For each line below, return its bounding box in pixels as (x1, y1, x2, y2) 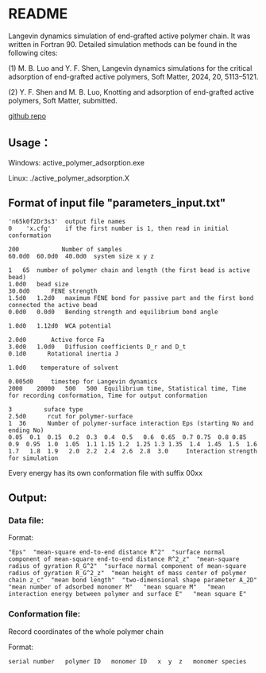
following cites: (8, 48, 58, 57)
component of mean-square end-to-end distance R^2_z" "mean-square (8, 555, 240, 563)
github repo (8, 111, 46, 120)
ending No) (8, 426, 44, 434)
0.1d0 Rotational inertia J (8, 349, 119, 358)
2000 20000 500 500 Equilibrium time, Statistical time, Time (8, 384, 247, 392)
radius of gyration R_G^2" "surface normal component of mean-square (8, 562, 247, 570)
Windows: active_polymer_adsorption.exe (8, 158, 145, 167)
